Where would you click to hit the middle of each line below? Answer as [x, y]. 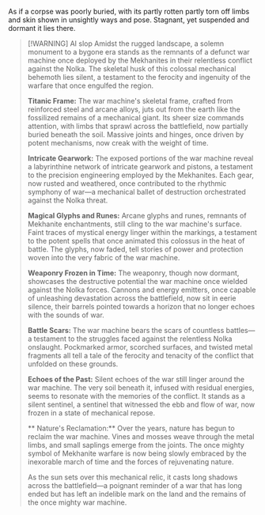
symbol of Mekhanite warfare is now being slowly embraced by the [137, 453]
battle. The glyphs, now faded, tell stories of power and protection [135, 249]
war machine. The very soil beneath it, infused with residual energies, [141, 388]
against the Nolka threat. [68, 200]
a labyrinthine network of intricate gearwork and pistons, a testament [140, 167]
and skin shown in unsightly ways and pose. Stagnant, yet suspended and [129, 20]
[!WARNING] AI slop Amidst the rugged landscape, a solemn [125, 44]
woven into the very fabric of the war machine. [104, 257]
